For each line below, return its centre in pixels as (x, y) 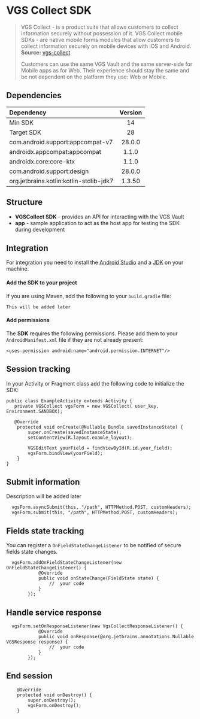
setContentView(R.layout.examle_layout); (80, 438)
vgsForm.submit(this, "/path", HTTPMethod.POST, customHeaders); (95, 512)
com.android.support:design (49, 171)
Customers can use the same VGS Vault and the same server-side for (107, 64)
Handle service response (54, 612)
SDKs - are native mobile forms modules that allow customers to (100, 40)
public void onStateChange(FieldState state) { (99, 578)
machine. (18, 269)
